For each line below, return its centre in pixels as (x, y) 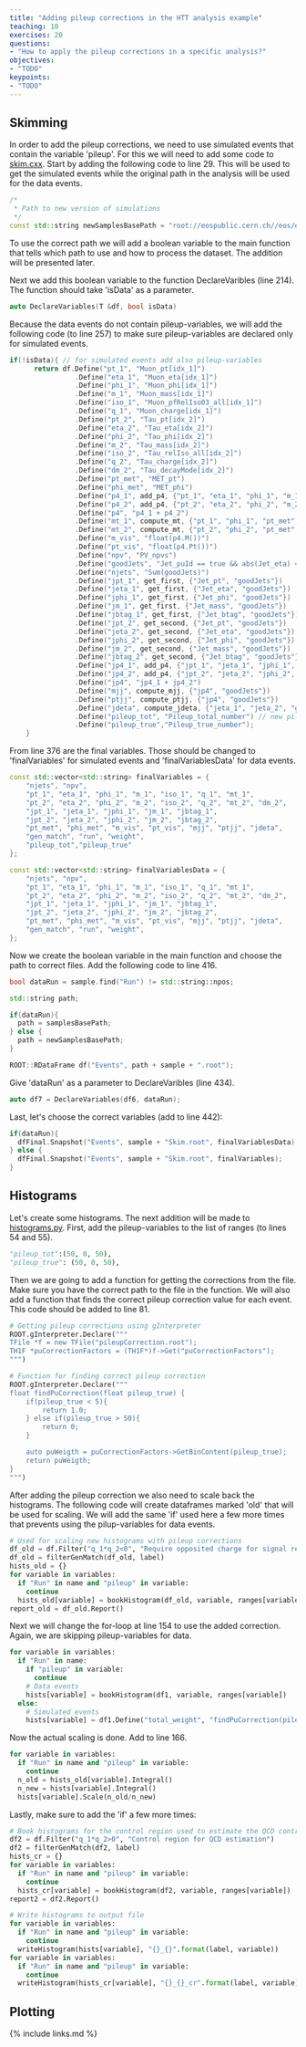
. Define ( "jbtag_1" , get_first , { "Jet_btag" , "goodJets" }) (187, 615)
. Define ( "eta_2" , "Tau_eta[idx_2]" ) (144, 428)
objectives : (32, 60)
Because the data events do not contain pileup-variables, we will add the (146, 324)
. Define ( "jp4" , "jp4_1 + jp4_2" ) (138, 683)
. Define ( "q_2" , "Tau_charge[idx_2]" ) (146, 462)
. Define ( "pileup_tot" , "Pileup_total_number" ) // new (178, 716)
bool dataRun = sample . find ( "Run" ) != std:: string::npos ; (122, 982)
